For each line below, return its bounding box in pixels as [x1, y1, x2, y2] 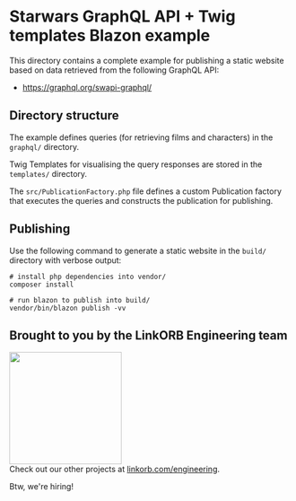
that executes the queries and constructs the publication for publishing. [9, 195, 274, 206]
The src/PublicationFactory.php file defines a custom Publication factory [9, 186, 283, 197]
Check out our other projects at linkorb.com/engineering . [9, 464, 221, 475]
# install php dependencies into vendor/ [9, 272, 167, 281]
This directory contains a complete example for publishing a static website [9, 55, 284, 66]
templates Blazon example [9, 25, 211, 46]
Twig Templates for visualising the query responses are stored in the [9, 159, 263, 170]
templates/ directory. [9, 168, 88, 179]
